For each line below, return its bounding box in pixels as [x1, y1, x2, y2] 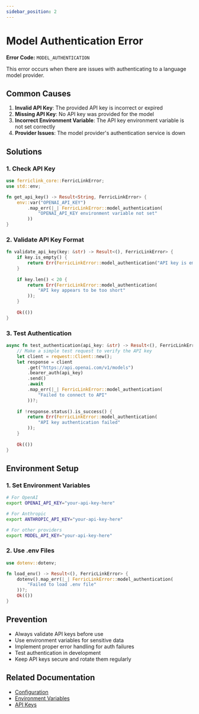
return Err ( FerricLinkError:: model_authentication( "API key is [27, 260, 187, 266]
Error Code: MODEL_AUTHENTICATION [6, 54, 90, 61]
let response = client [17, 359, 73, 365]
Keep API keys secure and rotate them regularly [14, 655, 131, 662]
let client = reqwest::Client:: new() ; [17, 353, 113, 359]
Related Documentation [6, 673, 95, 683]
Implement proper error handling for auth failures [14, 643, 134, 650]
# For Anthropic [6, 510, 46, 517]
